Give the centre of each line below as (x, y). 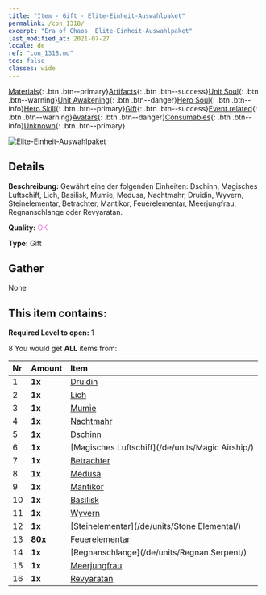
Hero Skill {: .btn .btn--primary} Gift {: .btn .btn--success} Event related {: (141, 108)
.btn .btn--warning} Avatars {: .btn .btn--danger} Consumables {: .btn (120, 117)
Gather (26, 268)
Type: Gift (25, 243)
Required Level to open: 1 (51, 333)
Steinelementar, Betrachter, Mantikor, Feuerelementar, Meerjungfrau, (122, 203)
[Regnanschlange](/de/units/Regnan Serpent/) (158, 552)
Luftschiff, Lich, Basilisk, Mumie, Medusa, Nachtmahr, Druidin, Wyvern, (126, 195)
